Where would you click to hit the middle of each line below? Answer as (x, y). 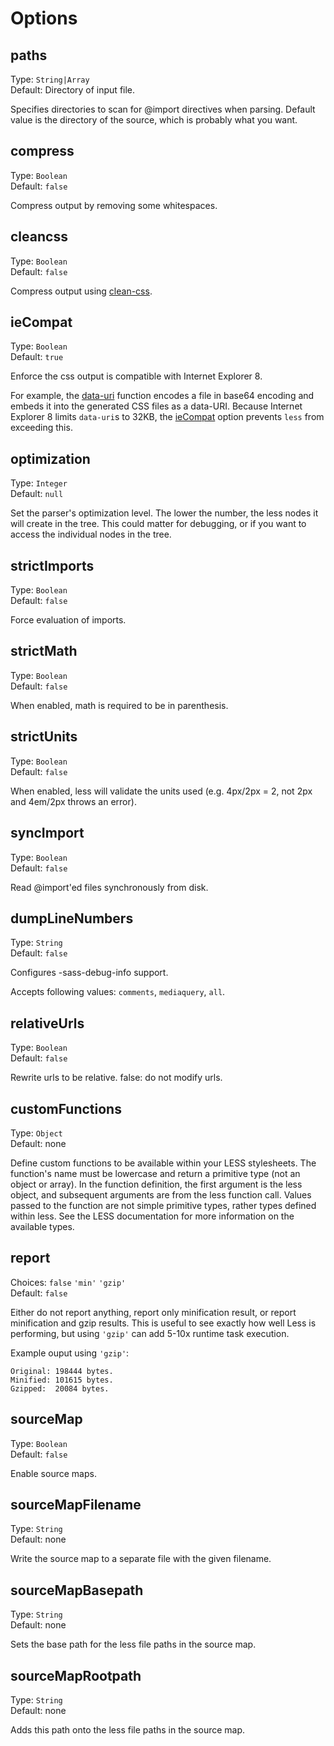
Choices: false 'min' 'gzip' (68, 1282)
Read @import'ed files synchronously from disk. (109, 887)
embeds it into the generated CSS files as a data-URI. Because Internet (156, 406)
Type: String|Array (50, 79)
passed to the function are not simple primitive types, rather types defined (163, 1205)
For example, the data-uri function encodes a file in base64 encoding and (162, 396)
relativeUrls (47, 1023)
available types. (42, 1226)
